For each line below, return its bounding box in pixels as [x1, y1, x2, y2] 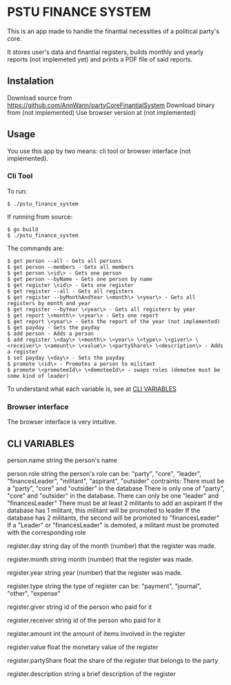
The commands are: [7, 244, 64, 253]
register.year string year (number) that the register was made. [7, 568, 183, 576]
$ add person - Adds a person [7, 330, 94, 337]
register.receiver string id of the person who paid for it [7, 616, 161, 624]
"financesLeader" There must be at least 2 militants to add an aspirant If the [7, 499, 223, 507]
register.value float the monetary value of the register [7, 643, 159, 651]
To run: [7, 187, 28, 195]
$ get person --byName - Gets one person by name [7, 275, 153, 282]
